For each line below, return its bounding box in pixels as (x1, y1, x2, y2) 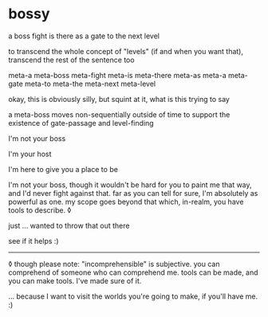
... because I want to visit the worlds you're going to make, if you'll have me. (8, 292, 258, 301)
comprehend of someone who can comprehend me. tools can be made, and (8, 268, 258, 277)
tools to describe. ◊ (8, 205, 72, 215)
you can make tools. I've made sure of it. (8, 276, 142, 285)
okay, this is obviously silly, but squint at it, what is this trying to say (8, 94, 230, 104)
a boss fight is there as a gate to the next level (8, 31, 160, 41)
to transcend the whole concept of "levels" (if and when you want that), (8, 46, 244, 56)
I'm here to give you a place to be (8, 164, 118, 174)
